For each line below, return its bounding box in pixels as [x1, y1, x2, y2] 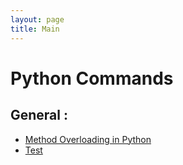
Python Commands [10, 67, 174, 90]
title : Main [10, 24, 60, 34]
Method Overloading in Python [24, 133, 152, 145]
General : [10, 107, 68, 124]
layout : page [10, 14, 65, 25]
